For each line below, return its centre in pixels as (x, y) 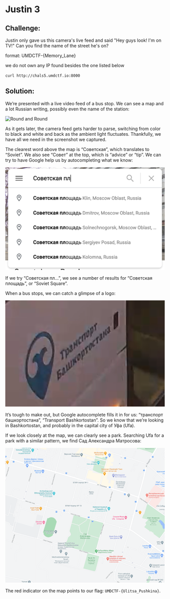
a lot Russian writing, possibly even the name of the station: (68, 109)
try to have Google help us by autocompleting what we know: (69, 160)
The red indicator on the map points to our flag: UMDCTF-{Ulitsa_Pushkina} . (83, 591)
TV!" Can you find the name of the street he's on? (57, 46)
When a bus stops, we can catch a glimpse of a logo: (60, 293)
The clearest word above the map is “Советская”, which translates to (77, 149)
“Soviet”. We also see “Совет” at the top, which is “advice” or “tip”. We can (83, 155)
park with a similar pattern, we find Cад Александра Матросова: (73, 441)
